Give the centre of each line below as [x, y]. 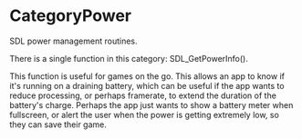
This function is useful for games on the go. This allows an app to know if [147, 76]
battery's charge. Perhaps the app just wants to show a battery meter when [151, 104]
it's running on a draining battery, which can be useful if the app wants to [147, 85]
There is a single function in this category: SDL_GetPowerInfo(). [129, 58]
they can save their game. [58, 124]
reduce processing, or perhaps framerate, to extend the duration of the [143, 95]
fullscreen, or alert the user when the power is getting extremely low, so [145, 114]
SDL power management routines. [73, 41]
